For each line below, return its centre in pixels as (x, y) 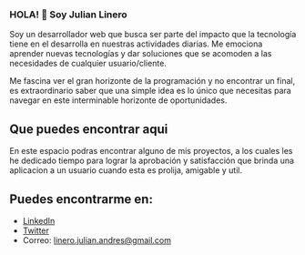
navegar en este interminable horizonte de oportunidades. (118, 100)
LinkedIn (39, 220)
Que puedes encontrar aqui (89, 129)
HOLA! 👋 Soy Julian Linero (68, 15)
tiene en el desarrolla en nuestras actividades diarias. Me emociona (136, 44)
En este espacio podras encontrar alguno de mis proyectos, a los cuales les (151, 151)
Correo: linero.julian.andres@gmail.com (97, 240)
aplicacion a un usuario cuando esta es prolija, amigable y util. (126, 170)
